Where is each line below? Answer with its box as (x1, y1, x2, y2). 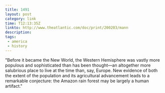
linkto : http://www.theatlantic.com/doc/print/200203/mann (5, 25, 129, 30)
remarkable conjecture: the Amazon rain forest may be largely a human (5, 78, 149, 84)
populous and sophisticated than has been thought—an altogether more (5, 62, 151, 68)
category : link (5, 16, 36, 21)
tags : (5, 35, 16, 40)
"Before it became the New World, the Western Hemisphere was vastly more (5, 57, 160, 63)
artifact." (5, 83, 23, 89)
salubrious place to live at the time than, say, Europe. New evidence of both (5, 67, 158, 73)
